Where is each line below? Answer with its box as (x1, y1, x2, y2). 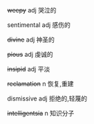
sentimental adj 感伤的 (7, 21, 71, 29)
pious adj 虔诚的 (7, 51, 53, 58)
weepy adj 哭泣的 (7, 6, 57, 14)
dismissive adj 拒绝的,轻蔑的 (7, 94, 88, 103)
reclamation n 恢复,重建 (7, 80, 74, 88)
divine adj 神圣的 (7, 35, 55, 44)
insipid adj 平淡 (7, 65, 50, 73)
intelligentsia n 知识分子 (7, 109, 75, 117)
